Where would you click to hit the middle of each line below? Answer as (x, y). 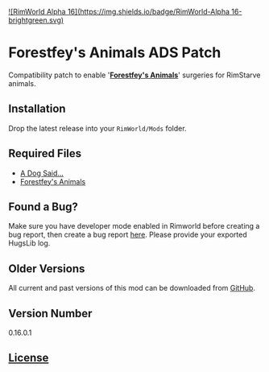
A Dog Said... (42, 173)
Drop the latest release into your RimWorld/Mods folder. (97, 128)
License (29, 358)
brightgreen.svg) (36, 20)
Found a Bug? (43, 207)
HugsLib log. (29, 243)
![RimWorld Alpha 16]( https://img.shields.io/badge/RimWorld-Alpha (119, 12)
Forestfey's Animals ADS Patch (115, 53)
